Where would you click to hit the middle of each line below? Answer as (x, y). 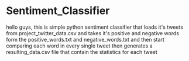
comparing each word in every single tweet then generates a (80, 46)
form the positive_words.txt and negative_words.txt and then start (85, 39)
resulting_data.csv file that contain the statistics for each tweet (82, 52)
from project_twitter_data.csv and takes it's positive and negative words (93, 33)
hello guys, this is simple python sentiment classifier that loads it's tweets (94, 27)
